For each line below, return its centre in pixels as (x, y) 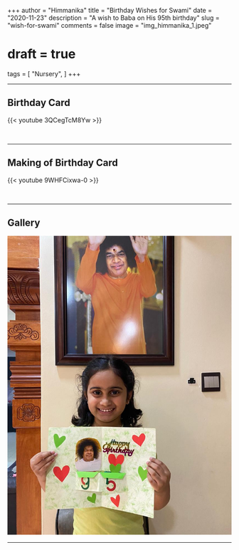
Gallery (24, 222)
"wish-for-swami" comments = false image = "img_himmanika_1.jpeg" (110, 25)
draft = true (42, 54)
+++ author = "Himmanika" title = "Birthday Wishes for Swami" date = (110, 10)
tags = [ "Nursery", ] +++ (44, 73)
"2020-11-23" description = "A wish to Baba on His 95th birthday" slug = (113, 18)
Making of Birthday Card (63, 163)
